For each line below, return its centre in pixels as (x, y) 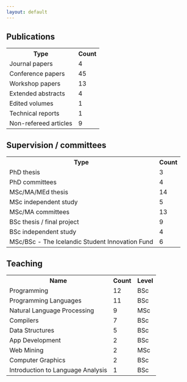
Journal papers (31, 64)
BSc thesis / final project (44, 222)
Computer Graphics (37, 360)
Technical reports (34, 114)
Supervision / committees (56, 145)
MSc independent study (44, 202)
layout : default (27, 12)
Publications (31, 37)
